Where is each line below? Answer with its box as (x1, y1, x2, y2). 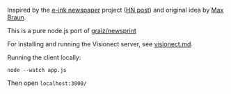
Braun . (7, 13, 26, 21)
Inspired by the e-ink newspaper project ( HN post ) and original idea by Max (7, 6, 224, 14)
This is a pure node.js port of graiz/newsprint (7, 27, 137, 35)
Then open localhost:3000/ (7, 79, 87, 87)
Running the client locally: (7, 53, 81, 62)
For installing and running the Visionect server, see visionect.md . (7, 40, 193, 48)
